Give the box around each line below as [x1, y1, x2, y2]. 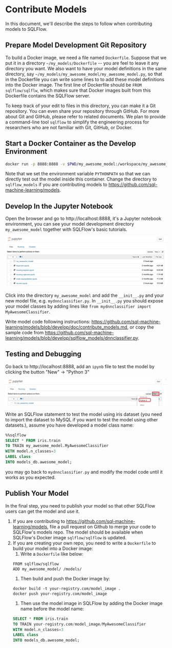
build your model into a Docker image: [12, 545, 93, 552]
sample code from [5, 329, 44, 335]
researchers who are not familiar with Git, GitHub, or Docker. [5, 124, 133, 130]
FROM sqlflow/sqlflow [12, 561, 59, 566]
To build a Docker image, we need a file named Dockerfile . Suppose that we [5, 54, 167, 60]
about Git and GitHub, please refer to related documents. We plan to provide [5, 113, 166, 119]
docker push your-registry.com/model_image [12, 591, 107, 596]
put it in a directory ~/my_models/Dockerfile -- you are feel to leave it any [5, 60, 159, 66]
